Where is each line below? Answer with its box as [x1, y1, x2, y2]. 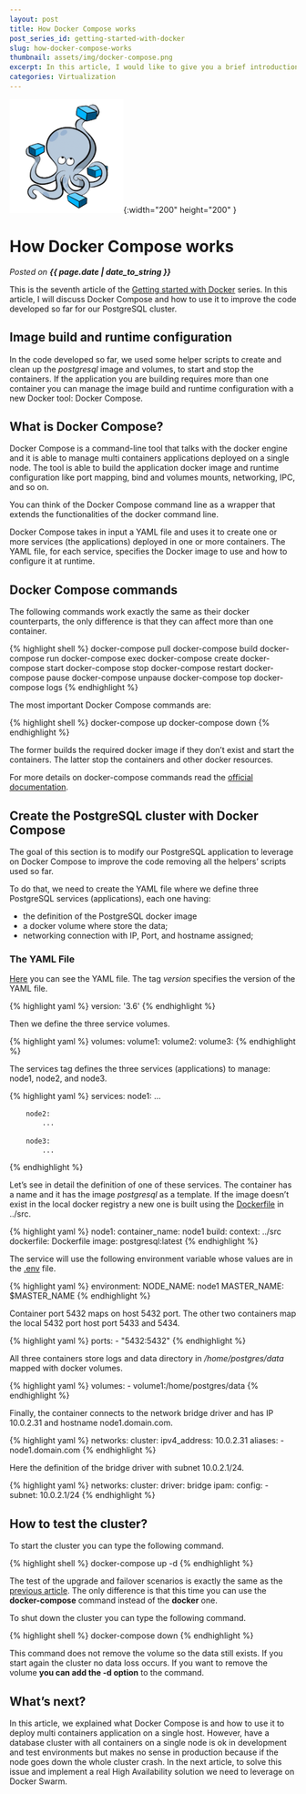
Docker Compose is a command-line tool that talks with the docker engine [9, 443, 289, 454]
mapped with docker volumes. [9, 1362, 123, 1374]
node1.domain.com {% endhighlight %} [9, 1444, 157, 1456]
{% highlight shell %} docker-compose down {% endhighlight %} [9, 1630, 254, 1641]
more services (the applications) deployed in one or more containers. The [9, 536, 286, 547]
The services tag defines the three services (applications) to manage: [9, 1064, 270, 1075]
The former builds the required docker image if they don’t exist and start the [9, 745, 295, 756]
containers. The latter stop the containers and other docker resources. [9, 754, 273, 765]
